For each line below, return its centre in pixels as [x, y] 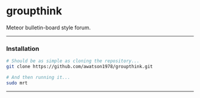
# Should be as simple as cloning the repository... [73, 61]
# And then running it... [38, 77]
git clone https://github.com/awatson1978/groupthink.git [79, 67]
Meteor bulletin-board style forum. [49, 27]
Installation [23, 48]
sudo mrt [17, 83]
